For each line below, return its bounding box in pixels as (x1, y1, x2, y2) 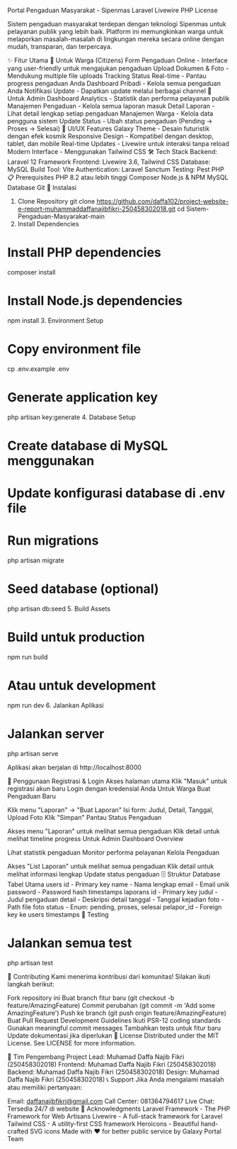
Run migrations (7, 533, 99, 549)
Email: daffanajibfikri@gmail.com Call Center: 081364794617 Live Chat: (7, 1097, 214, 1105)
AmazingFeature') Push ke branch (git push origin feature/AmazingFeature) (7, 1009, 226, 1017)
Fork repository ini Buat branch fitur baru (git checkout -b (7, 993, 175, 1002)
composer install (7, 267, 56, 276)
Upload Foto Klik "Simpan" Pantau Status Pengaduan (7, 813, 162, 821)
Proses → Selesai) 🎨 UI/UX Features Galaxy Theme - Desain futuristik (7, 124, 210, 133)
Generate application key (7, 389, 158, 405)
